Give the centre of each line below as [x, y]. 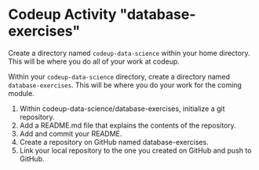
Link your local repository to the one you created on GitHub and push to [135, 150]
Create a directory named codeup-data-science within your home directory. [129, 53]
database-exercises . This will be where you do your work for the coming [125, 85]
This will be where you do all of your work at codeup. [94, 61]
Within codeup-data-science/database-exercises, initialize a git [122, 109]
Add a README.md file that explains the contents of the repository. [128, 125]
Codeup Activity [62, 15]
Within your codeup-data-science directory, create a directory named [119, 76]
